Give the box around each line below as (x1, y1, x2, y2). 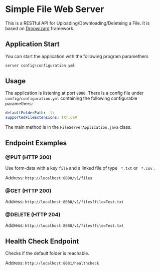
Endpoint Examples (5, 139, 67, 147)
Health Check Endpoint (5, 237, 79, 245)
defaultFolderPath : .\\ (5, 110, 55, 116)
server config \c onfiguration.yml (5, 63, 75, 68)
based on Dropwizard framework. (5, 25, 75, 31)
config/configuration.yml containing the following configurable (5, 95, 137, 101)
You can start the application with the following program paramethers (5, 53, 149, 59)
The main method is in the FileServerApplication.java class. (5, 124, 132, 130)
